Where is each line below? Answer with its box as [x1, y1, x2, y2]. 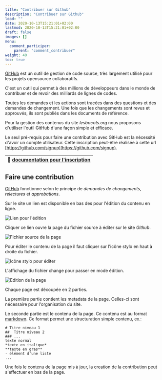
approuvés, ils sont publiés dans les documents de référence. [5, 111, 129, 116]
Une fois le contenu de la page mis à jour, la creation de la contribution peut [5, 364, 158, 370]
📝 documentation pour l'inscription [7, 156, 91, 163]
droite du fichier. [5, 249, 38, 255]
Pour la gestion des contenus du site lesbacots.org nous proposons [5, 120, 141, 126]
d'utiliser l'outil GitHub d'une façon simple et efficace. [5, 125, 113, 131]
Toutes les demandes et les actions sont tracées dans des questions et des [5, 100, 157, 106]
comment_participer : [9, 44, 51, 48]
